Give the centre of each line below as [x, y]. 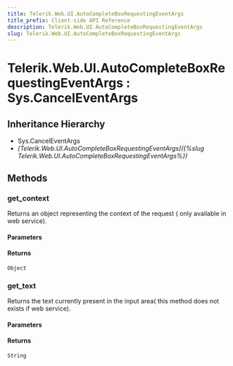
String [17, 355]
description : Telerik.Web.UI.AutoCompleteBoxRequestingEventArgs [105, 27]
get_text [22, 286]
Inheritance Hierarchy [56, 124]
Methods [27, 178]
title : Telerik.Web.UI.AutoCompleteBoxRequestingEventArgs [96, 14]
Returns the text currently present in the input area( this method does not [113, 301]
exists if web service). [39, 309]
